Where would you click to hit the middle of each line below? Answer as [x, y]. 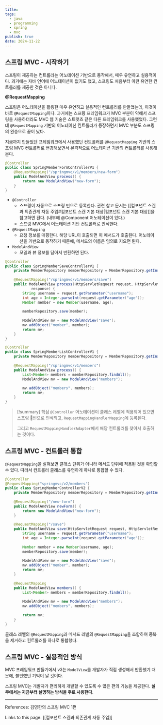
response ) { [43, 289]
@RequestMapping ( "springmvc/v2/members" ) [48, 484]
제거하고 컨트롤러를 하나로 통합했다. [44, 640]
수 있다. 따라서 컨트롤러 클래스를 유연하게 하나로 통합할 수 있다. [65, 470]
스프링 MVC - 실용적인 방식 [44, 657]
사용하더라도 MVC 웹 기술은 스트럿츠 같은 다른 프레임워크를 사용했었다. [81, 119]
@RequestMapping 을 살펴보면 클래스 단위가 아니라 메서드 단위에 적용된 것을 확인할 [81, 464]
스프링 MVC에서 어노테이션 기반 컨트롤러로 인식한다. [69, 224]
